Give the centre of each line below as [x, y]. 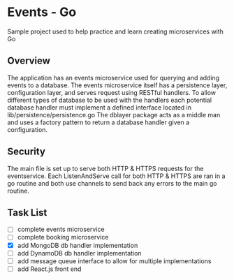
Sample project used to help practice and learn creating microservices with [115, 31]
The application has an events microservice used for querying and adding [114, 78]
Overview [29, 61]
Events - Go [42, 12]
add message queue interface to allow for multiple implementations [114, 261]
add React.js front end [49, 269]
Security [26, 152]
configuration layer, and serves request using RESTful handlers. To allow [112, 92]
